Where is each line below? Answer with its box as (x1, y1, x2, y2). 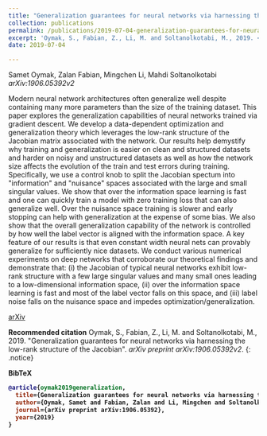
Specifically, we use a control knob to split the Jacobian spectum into (8, 170, 236, 180)
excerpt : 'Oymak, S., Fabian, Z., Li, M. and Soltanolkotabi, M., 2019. (8, 33, 254, 42)
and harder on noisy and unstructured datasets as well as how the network (8, 153, 253, 163)
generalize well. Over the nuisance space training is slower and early (8, 204, 234, 213)
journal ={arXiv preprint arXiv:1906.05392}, (15, 406, 165, 414)
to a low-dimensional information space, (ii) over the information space (8, 280, 241, 290)
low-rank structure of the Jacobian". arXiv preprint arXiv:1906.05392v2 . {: (8, 345, 251, 354)
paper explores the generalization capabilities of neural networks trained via (8, 111, 258, 120)
